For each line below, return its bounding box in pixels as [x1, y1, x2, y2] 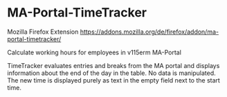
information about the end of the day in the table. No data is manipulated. [7, 69, 216, 77]
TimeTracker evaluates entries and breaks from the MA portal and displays [7, 61, 220, 69]
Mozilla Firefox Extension [7, 28, 79, 36]
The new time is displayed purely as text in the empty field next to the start [7, 76, 220, 84]
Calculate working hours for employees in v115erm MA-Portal [7, 48, 182, 56]
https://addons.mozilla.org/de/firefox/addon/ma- [80, 28, 219, 36]
